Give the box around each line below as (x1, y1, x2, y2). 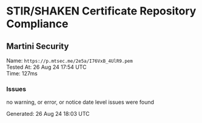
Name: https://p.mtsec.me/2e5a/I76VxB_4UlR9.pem (6, 57, 133, 64)
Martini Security (6, 41, 69, 51)
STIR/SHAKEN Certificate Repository (6, 4, 197, 18)
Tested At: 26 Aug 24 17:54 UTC (6, 63, 87, 71)
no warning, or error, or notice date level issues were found (6, 98, 155, 106)
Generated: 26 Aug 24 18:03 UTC (6, 110, 90, 118)
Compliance (6, 17, 69, 31)
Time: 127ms (6, 70, 38, 77)
